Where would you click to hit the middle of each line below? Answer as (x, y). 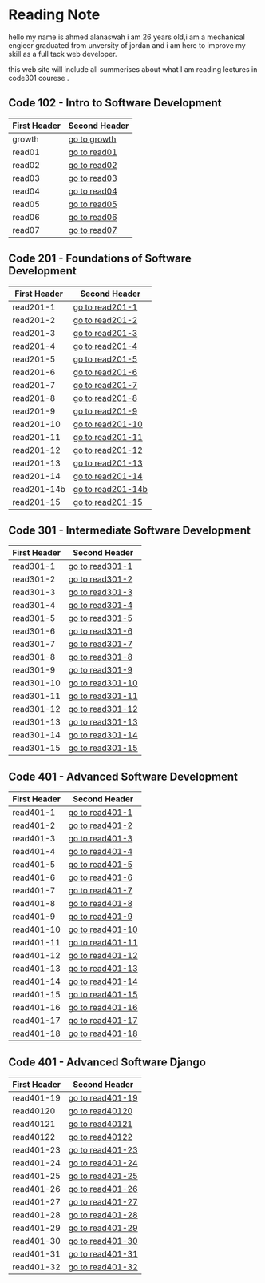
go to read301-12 (103, 709)
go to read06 (93, 217)
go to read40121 (101, 1124)
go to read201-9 (105, 411)
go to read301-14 (103, 735)
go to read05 (93, 204)
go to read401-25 (103, 1176)
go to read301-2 (101, 579)
